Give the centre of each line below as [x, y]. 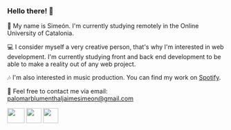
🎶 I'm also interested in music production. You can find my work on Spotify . [114, 78]
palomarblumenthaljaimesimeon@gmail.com [70, 98]
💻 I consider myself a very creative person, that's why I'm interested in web [115, 47]
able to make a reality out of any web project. [72, 64]
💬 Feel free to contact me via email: [57, 91]
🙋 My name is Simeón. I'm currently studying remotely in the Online [103, 26]
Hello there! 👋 [30, 11]
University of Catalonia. [40, 33]
